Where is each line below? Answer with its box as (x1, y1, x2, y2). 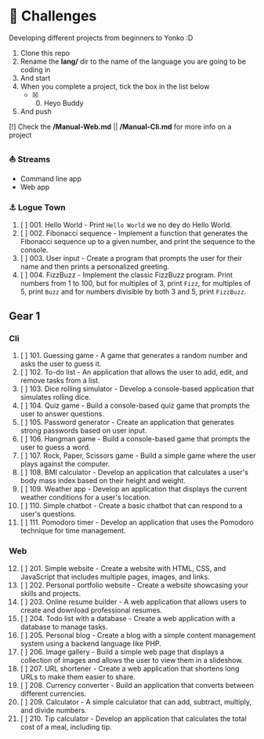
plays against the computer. (20, 459, 110, 469)
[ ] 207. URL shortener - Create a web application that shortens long (20, 664, 240, 673)
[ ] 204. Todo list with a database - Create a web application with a (20, 613, 236, 623)
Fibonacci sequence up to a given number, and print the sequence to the (20, 236, 255, 246)
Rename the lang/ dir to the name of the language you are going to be (20, 57, 246, 66)
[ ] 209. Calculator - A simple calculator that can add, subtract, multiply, (20, 697, 251, 706)
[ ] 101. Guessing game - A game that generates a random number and (20, 351, 248, 360)
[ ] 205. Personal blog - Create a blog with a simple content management (20, 630, 256, 639)
